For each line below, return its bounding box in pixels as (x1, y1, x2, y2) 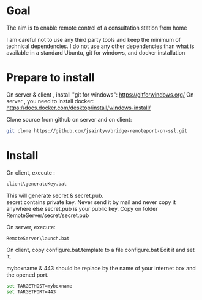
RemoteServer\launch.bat (6, 235, 70, 242)
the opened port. (6, 271, 49, 278)
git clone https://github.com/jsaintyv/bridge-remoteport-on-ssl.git (6, 127, 188, 134)
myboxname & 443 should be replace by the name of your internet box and (6, 265, 196, 272)
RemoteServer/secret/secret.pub (6, 211, 89, 219)
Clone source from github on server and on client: (6, 116, 132, 123)
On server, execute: (6, 223, 56, 231)
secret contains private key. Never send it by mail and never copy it (6, 198, 176, 206)
